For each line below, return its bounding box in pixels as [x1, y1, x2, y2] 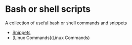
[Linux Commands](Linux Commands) [12, 35, 90, 41]
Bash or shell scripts [5, 3, 90, 15]
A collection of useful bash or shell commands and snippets [5, 20, 127, 26]
